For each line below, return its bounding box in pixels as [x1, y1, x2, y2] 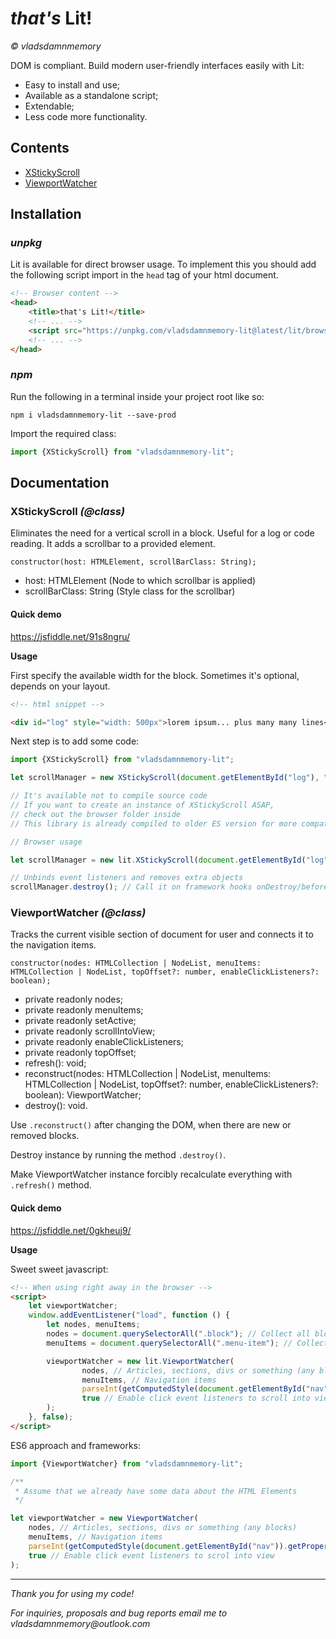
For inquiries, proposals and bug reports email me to [10, 1607, 228, 1619]
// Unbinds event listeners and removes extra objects [10, 873, 244, 883]
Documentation [10, 475, 110, 492]
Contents [10, 140, 70, 157]
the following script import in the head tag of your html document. [10, 269, 279, 281]
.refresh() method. [10, 1179, 92, 1191]
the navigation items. [10, 939, 97, 951]
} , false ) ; [28, 1412, 74, 1422]
